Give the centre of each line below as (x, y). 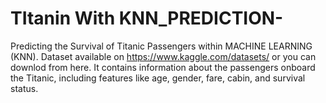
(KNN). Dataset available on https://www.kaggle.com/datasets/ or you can (163, 56)
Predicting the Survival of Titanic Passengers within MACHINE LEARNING (161, 46)
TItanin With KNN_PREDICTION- (147, 18)
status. (24, 88)
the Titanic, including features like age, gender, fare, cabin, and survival (158, 78)
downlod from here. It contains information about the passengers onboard (163, 67)
